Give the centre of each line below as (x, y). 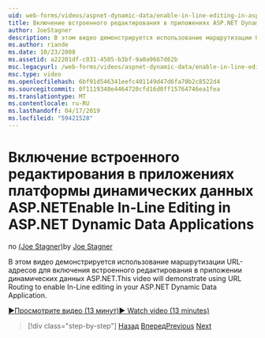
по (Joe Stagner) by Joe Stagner (60, 246)
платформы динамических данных (131, 191)
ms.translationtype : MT (47, 96)
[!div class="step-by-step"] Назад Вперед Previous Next (119, 325)
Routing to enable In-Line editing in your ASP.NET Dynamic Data (112, 287)
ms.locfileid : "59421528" (50, 118)
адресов (22, 270)
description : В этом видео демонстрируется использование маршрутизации (130, 38)
